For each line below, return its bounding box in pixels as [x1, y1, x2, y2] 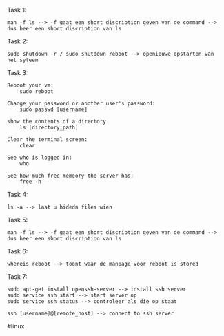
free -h [19, 178, 41, 185]
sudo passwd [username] [19, 106, 88, 113]
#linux [7, 322, 25, 330]
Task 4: [7, 191, 28, 198]
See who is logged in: [7, 154, 72, 161]
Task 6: [7, 247, 28, 255]
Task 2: [7, 37, 28, 45]
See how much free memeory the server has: [7, 172, 134, 179]
